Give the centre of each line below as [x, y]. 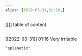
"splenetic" [18, 48]
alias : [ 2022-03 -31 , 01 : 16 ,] [35, 10]
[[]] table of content [26, 24]
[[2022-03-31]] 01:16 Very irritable [41, 39]
